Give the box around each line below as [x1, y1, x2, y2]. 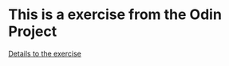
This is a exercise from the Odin [8, 6, 222, 24]
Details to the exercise [8, 49, 81, 58]
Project [8, 22, 57, 41]
